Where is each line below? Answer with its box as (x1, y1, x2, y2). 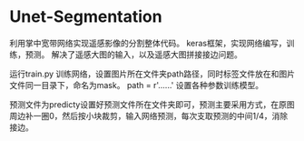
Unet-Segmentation (9, 6, 162, 27)
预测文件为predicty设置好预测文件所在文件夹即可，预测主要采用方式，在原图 (9, 98, 295, 110)
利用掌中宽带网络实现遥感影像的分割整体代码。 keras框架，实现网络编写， (9, 37, 287, 48)
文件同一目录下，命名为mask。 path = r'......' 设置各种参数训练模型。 (9, 79, 264, 90)
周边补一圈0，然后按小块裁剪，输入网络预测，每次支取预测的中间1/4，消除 (9, 110, 289, 121)
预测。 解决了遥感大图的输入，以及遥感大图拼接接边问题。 (25, 48, 242, 60)
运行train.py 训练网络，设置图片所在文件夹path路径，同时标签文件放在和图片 (9, 68, 295, 79)
